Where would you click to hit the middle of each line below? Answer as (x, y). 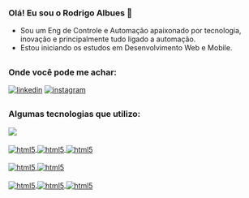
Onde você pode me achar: (63, 72)
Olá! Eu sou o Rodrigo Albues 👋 (71, 13)
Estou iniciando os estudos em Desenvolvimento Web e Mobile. (126, 48)
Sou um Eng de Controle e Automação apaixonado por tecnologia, (131, 31)
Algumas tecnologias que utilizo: (74, 114)
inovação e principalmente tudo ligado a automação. (108, 39)
